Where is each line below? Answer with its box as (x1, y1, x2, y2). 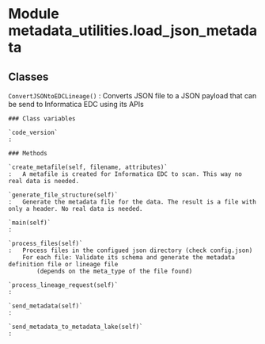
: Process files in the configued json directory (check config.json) (8, 247, 253, 254)
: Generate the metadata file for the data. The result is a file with (8, 198, 257, 206)
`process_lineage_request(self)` (8, 281, 119, 289)
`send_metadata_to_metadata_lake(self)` (8, 323, 144, 331)
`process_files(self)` (8, 239, 83, 247)
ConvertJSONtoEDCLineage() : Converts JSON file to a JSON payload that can (8, 91, 257, 100)
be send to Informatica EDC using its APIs (8, 100, 144, 109)
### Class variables (8, 115, 77, 123)
